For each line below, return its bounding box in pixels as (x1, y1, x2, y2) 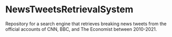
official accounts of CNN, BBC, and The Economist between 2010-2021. (5, 26, 157, 32)
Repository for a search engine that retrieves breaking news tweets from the (5, 21, 167, 27)
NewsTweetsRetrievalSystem (5, 4, 133, 15)
